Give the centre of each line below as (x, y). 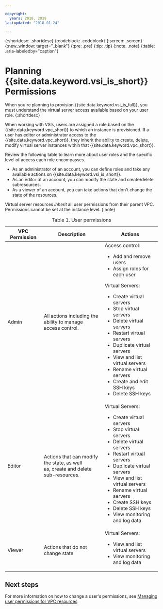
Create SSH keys (132, 502)
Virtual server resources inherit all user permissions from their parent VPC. (80, 204)
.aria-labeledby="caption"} (32, 51)
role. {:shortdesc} (23, 115)
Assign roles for (131, 269)
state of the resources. (35, 195)
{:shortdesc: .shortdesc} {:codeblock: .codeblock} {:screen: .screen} (74, 41)
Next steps (22, 584)
